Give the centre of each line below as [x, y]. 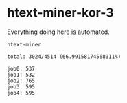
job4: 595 [21, 93]
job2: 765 [21, 81]
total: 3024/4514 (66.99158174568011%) [64, 57]
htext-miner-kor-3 [60, 13]
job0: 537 [21, 68]
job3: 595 [21, 87]
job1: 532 [21, 75]
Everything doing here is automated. [58, 32]
